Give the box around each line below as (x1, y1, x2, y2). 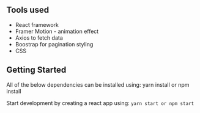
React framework (15, 21, 59, 28)
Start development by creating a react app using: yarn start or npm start (6, 99, 194, 106)
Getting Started (6, 65, 67, 75)
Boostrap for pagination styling (15, 40, 94, 48)
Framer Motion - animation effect (15, 27, 99, 35)
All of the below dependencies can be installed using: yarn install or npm (6, 81, 190, 88)
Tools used (6, 5, 50, 15)
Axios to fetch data (15, 34, 63, 42)
